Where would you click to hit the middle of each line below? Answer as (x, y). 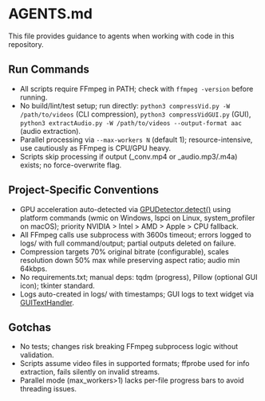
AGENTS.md (51, 14)
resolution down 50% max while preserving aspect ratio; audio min (130, 260)
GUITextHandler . (47, 302)
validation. (37, 355)
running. (34, 97)
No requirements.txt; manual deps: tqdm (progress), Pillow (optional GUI (138, 277)
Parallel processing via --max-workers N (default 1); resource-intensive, (136, 140)
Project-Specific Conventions (84, 190)
